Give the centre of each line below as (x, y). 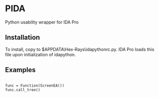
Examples (20, 70)
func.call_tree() (23, 90)
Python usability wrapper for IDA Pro (42, 22)
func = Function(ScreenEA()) (35, 85)
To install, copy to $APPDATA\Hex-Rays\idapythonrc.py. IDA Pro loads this (80, 49)
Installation (23, 37)
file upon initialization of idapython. (40, 54)
